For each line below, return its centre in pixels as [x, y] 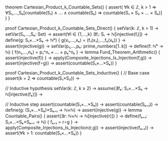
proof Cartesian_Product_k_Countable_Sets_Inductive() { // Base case [77, 73]
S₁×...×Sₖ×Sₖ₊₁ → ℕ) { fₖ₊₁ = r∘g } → [42, 122]
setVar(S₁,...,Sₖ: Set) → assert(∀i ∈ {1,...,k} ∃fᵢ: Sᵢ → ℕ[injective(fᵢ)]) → [77, 34]
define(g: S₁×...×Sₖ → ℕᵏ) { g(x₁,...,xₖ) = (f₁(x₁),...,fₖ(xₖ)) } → [65, 40]
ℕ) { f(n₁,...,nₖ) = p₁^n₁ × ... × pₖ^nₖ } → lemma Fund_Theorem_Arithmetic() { [83, 52]
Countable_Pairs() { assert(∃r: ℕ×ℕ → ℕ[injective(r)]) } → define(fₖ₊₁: [76, 116]
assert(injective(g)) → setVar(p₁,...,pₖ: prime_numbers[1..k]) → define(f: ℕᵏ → [84, 46]
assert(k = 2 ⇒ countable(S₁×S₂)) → [43, 78]
